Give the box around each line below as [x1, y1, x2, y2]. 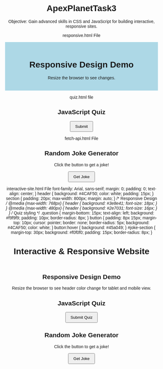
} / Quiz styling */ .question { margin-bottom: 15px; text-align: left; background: [9, 210, 154, 216]
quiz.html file [69, 94, 94, 100]
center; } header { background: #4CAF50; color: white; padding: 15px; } [20, 191, 154, 196]
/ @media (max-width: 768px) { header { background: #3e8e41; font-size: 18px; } [5, 200, 158, 206]
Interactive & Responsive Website [14, 246, 149, 256]
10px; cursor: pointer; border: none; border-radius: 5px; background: [21, 220, 150, 225]
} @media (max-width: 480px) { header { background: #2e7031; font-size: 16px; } [5, 205, 158, 211]
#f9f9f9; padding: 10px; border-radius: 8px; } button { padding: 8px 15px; [6, 215, 142, 221]
